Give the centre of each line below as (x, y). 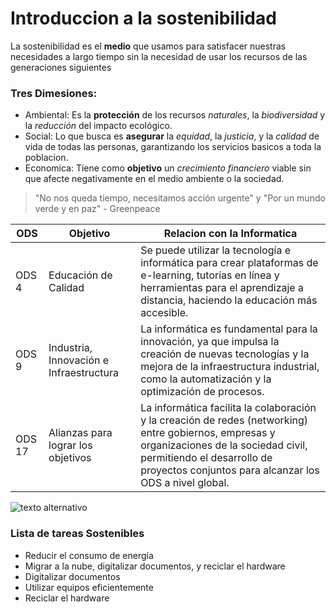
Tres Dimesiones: (54, 93)
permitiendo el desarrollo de (206, 458)
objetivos (70, 458)
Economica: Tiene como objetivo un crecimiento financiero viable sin (168, 168)
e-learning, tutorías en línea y (210, 275)
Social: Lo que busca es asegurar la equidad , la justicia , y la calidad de (172, 136)
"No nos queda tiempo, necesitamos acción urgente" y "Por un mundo (180, 198)
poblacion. (46, 158)
